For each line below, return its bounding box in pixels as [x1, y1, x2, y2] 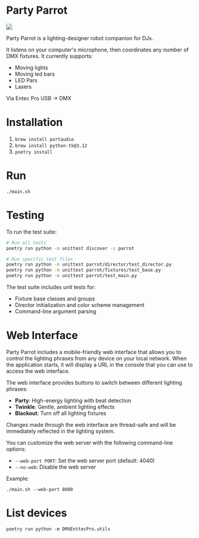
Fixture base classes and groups [14, 295, 95, 302]
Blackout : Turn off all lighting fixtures [14, 410, 107, 417]
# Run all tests [6, 239, 46, 245]
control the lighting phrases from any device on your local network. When [6, 355, 187, 362]
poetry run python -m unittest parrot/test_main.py [6, 273, 137, 279]
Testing [6, 208, 45, 222]
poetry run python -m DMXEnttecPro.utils [6, 526, 111, 532]
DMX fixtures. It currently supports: [6, 52, 94, 60]
